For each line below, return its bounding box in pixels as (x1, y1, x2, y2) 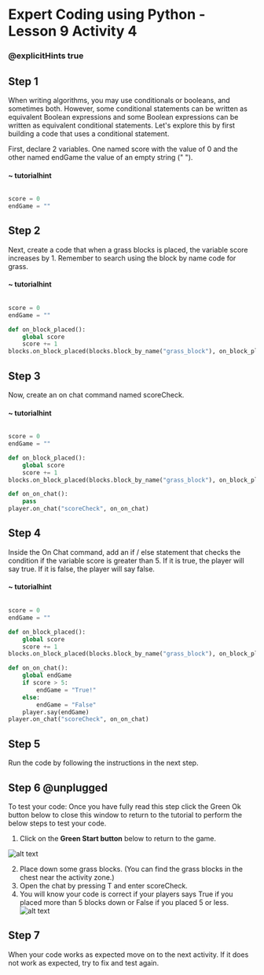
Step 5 (8, 737, 41, 751)
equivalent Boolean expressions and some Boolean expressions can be (8, 112, 239, 121)
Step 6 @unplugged (8, 781, 108, 794)
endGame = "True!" (36, 686, 97, 694)
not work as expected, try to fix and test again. (8, 958, 159, 967)
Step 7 (8, 929, 41, 942)
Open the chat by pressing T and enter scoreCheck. (19, 881, 189, 890)
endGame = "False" (36, 700, 97, 709)
